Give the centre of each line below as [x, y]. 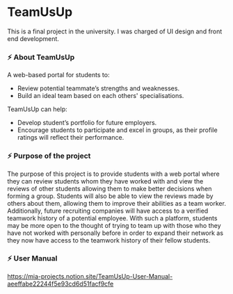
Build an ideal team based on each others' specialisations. [101, 96]
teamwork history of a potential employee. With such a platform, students [112, 218]
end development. [33, 38]
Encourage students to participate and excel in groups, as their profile [117, 130]
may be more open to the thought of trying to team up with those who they [114, 225]
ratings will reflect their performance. [71, 138]
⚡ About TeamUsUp [41, 57]
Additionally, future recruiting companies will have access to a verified [108, 211]
